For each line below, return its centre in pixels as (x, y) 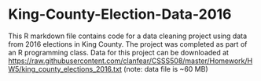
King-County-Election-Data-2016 (120, 14)
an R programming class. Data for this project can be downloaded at (119, 52)
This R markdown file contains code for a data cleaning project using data (128, 36)
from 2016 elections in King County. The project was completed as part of (128, 44)
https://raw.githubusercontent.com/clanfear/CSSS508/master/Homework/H (130, 61)
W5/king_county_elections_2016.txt (65, 69)
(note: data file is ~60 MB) (165, 69)
